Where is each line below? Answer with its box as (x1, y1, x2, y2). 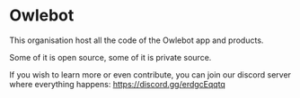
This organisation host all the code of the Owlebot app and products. (9, 35, 264, 45)
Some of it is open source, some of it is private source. (9, 52, 212, 62)
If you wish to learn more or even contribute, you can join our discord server (9, 69, 292, 80)
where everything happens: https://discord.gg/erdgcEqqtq (9, 78, 226, 89)
